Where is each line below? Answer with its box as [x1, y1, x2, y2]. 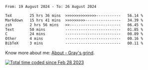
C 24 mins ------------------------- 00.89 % [5, 32, 143, 37]
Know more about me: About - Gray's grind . [5, 50, 95, 56]
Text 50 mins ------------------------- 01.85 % [5, 27, 143, 32]
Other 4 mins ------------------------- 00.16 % [5, 36, 143, 41]
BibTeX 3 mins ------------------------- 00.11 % [5, 41, 143, 46]
